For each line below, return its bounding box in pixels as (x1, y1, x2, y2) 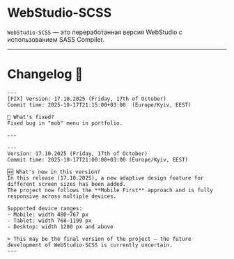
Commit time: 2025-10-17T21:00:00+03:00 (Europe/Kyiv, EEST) (7, 156, 189, 163)
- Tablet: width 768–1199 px (7, 217, 92, 224)
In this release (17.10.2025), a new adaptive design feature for (7, 174, 204, 182)
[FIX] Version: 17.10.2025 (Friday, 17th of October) (7, 95, 167, 102)
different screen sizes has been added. (7, 180, 127, 187)
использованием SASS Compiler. (7, 35, 104, 43)
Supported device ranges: (7, 205, 82, 212)
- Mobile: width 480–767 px (7, 211, 89, 218)
